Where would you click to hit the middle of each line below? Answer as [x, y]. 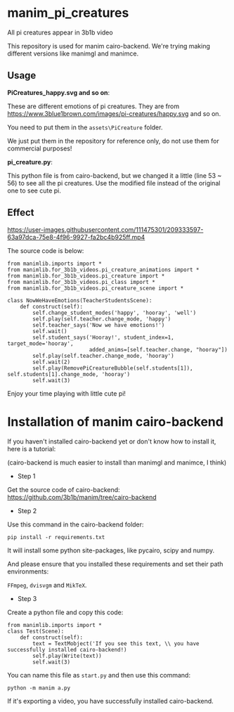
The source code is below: [46, 250]
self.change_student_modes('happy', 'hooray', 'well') [115, 313]
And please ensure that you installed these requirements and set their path [115, 564]
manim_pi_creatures [68, 13]
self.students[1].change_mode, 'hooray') [69, 374]
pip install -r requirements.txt [56, 537]
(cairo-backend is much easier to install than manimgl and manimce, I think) [117, 462]
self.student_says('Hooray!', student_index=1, [103, 337]
